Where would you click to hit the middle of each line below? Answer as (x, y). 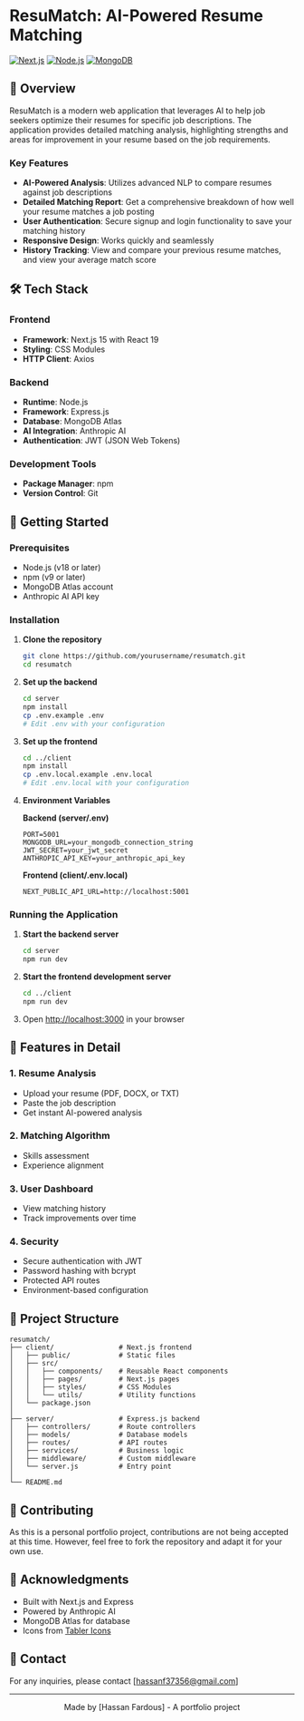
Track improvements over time (79, 1218)
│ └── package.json (50, 1403)
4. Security (34, 1241)
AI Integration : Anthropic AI (74, 431)
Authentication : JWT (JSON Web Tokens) (101, 441)
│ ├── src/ (34, 1364)
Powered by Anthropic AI (69, 1611)
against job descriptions (67, 192)
